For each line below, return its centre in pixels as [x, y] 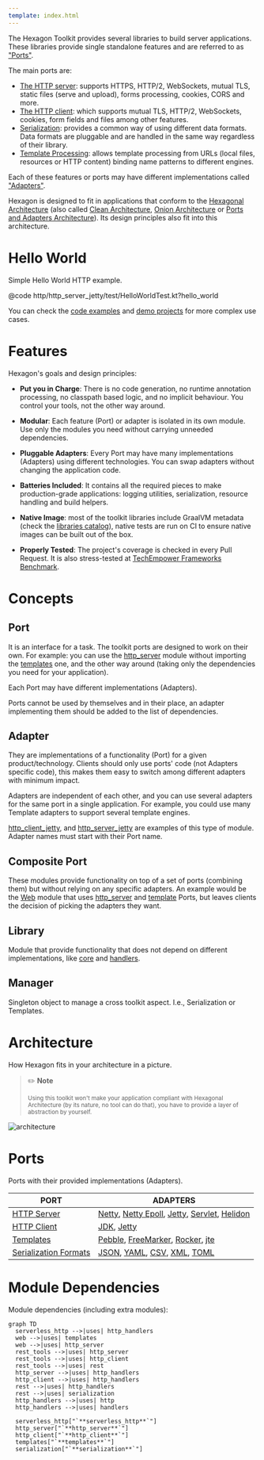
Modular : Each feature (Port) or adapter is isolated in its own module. [132, 420]
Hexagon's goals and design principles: [72, 373]
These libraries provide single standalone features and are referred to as [126, 46]
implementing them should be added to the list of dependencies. [113, 711]
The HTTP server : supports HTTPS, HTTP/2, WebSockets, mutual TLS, [135, 86]
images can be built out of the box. [76, 534]
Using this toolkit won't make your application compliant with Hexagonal [125, 1098]
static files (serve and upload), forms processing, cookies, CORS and [132, 94]
